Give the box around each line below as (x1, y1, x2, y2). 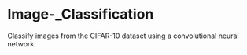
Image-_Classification (7, 5, 154, 23)
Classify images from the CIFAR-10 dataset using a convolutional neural (7, 31, 239, 40)
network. (7, 39, 37, 48)
